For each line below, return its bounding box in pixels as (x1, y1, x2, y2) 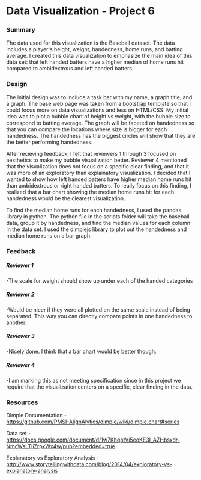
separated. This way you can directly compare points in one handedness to (6, 312, 193, 319)
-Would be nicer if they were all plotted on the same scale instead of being (6, 306, 190, 313)
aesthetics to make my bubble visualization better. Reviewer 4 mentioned (6, 156, 187, 164)
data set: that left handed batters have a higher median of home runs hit (6, 58, 184, 66)
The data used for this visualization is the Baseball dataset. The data (6, 39, 175, 46)
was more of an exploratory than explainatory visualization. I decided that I (6, 169, 191, 176)
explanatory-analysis (6, 467, 58, 474)
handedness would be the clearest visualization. (6, 194, 125, 202)
